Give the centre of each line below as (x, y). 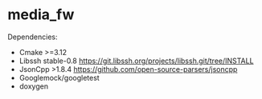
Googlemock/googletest (59, 77)
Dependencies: (33, 37)
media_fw (41, 15)
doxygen (34, 86)
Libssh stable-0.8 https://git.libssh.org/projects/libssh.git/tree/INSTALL (136, 61)
